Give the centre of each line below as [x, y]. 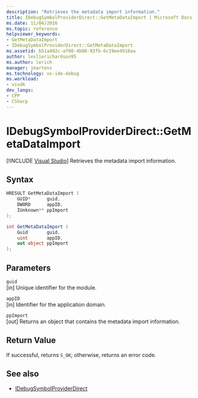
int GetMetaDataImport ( [37, 226]
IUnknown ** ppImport [43, 210]
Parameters [29, 268]
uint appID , [40, 238]
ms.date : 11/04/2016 [32, 23]
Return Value [31, 340]
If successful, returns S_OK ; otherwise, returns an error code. [81, 355]
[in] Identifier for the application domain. [56, 304]
